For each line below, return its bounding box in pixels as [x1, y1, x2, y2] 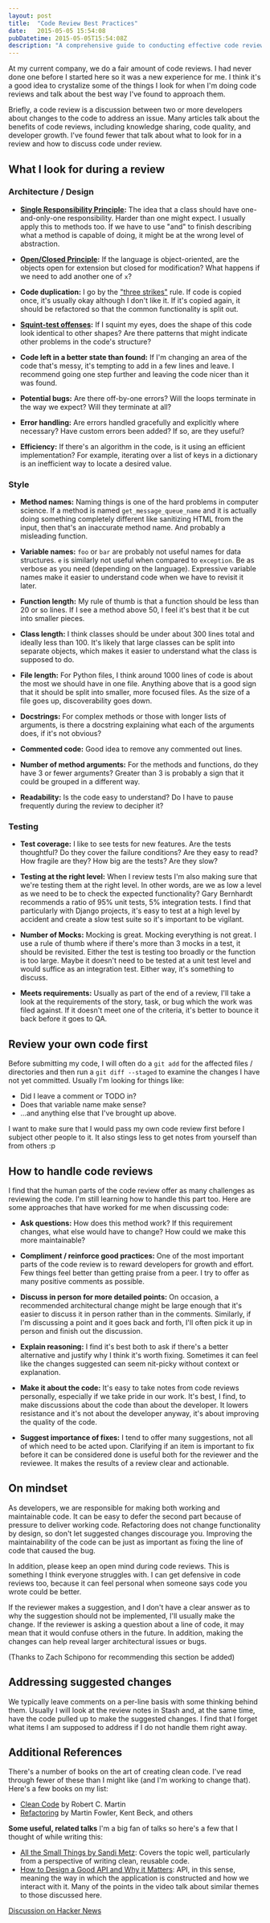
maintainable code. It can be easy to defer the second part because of [8, 1512, 242, 1521]
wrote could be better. [8, 1586, 82, 1596]
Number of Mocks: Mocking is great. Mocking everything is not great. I [19, 930, 257, 940]
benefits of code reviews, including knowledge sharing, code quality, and [8, 122, 251, 132]
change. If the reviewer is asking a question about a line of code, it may [8, 1619, 245, 1629]
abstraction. [19, 239, 60, 248]
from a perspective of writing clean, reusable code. [19, 1856, 190, 1866]
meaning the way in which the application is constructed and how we [19, 1873, 249, 1883]
